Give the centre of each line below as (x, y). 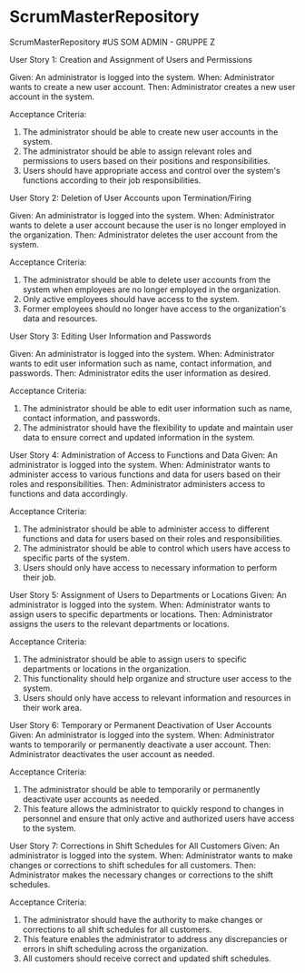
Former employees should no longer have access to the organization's (154, 309)
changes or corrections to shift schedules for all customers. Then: (133, 865)
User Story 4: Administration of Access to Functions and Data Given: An (144, 455)
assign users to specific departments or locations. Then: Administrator (141, 614)
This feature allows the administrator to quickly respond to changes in (153, 808)
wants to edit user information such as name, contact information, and (141, 363)
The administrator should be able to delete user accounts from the (146, 279)
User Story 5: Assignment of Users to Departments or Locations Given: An (148, 594)
